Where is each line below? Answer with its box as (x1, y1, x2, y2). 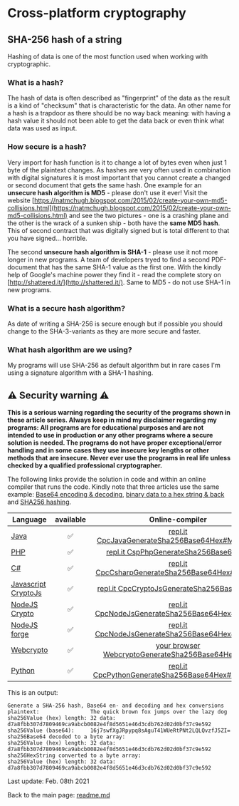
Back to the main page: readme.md (7, 791, 110, 799)
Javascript (11, 579, 46, 589)
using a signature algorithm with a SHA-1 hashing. (7, 368, 154, 377)
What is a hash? (7, 77, 64, 87)
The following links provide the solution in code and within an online (7, 475, 206, 483)
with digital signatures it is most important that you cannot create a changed (7, 173, 231, 182)
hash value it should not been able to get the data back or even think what (7, 116, 225, 125)
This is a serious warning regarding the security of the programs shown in (7, 408, 231, 416)
